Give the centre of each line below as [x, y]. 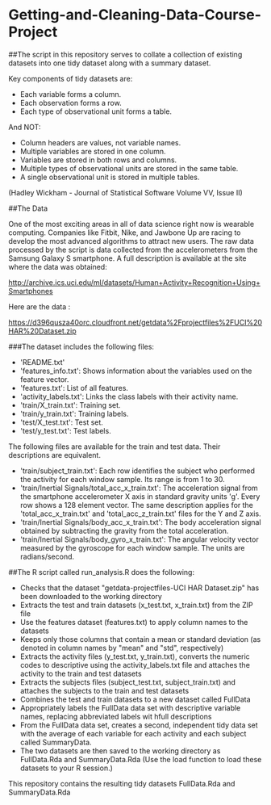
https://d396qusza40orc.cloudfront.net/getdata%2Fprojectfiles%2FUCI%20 [135, 322]
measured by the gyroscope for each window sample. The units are [132, 547]
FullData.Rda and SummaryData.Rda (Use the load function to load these [141, 759]
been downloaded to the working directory [91, 596]
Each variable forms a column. [71, 94]
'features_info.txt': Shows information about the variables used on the [136, 371]
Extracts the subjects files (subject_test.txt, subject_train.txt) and [128, 682]
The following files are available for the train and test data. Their [115, 447]
